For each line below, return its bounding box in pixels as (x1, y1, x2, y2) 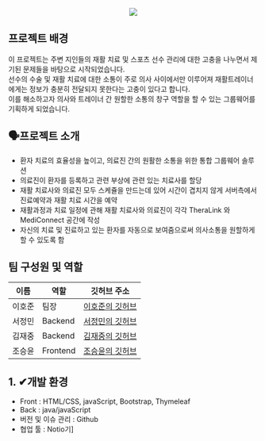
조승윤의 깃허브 (83, 346, 137, 357)
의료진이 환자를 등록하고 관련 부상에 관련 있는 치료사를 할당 (19, 175, 202, 185)
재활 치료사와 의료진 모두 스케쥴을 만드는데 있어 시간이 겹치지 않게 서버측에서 (19, 185, 258, 194)
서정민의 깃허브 (83, 316, 137, 327)
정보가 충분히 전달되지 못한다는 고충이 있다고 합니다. (29, 84, 190, 94)
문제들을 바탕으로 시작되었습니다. (22, 64, 125, 74)
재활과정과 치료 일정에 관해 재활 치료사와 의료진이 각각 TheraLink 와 (19, 205, 231, 214)
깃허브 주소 (90, 286, 130, 297)
